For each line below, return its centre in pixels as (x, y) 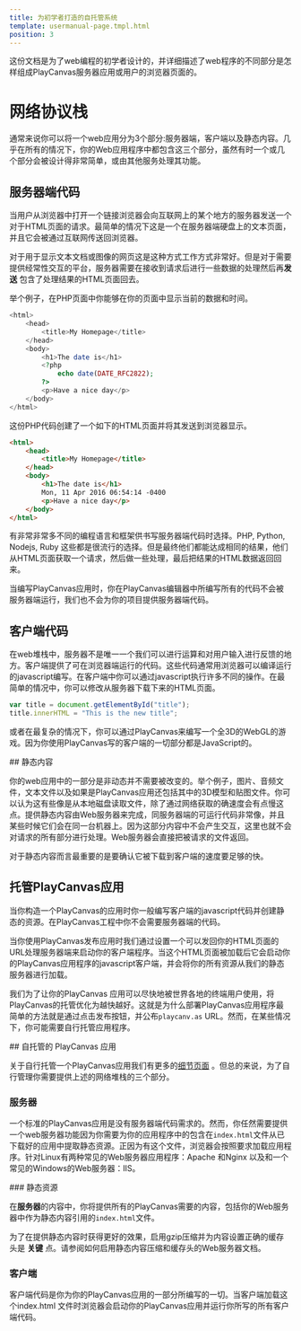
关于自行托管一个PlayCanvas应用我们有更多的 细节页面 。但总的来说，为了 (146, 1065)
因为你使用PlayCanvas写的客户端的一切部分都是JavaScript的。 (141, 743)
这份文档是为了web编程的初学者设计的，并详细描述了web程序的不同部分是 (146, 61)
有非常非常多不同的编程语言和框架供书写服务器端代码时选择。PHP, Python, (147, 536)
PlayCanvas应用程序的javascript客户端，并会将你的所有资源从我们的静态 (150, 963)
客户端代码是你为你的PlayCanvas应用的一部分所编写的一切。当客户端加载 (145, 1295)
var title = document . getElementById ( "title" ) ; (100, 705)
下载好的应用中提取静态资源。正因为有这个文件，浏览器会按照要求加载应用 (146, 1146)
